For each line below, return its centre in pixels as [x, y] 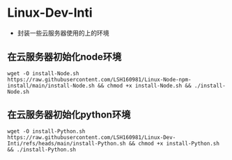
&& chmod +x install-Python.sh [174, 143]
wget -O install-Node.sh [43, 73]
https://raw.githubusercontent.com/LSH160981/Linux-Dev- [92, 137]
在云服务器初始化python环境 [69, 115]
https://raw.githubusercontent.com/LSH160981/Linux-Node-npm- [99, 79]
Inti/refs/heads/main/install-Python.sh [67, 143]
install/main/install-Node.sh [51, 86]
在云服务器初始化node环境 [64, 57]
